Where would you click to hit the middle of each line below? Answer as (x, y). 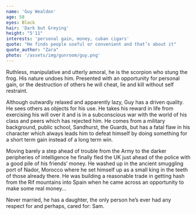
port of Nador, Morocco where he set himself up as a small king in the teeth (97, 169)
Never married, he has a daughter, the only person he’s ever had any (89, 200)
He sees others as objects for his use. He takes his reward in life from (90, 108)
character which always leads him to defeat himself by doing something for (97, 133)
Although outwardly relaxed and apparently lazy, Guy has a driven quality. (95, 102)
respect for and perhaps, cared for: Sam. (55, 206)
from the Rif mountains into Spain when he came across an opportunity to (95, 182)
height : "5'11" (25, 33)
